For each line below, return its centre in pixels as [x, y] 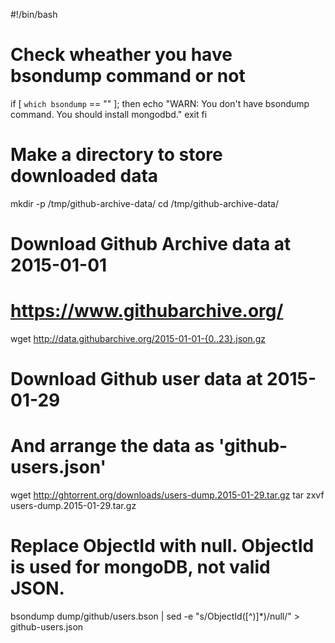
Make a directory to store [116, 155]
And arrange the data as [112, 446]
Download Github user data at [136, 379]
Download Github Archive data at [151, 244]
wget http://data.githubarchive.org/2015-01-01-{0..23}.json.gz [138, 338]
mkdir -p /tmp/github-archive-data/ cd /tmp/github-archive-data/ [144, 203]
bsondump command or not [128, 76]
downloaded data [84, 176]
